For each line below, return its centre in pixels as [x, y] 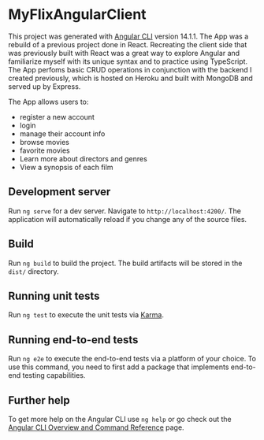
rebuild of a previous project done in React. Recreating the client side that [128, 44]
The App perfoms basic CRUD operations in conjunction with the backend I [130, 69]
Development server [59, 192]
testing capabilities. [54, 375]
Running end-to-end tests [73, 340]
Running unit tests [54, 296]
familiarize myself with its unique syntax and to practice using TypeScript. [128, 61]
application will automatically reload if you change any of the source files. [127, 219]
